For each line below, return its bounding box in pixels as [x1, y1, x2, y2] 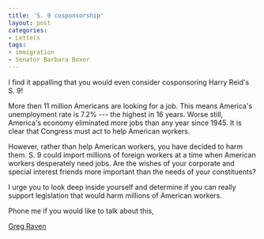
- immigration [8, 48, 55, 56]
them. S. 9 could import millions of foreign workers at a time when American [8, 150, 256, 159]
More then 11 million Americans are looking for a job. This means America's [8, 101, 253, 111]
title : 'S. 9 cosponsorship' [8, 11, 104, 20]
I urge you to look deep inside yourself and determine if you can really [8, 182, 236, 192]
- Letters [8, 33, 41, 42]
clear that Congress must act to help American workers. [8, 126, 190, 135]
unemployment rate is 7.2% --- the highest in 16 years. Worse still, [8, 109, 224, 119]
